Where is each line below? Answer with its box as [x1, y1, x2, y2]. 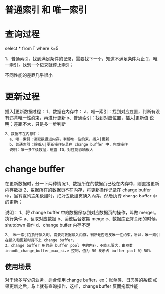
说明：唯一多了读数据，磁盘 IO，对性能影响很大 [9, 147, 94, 153]
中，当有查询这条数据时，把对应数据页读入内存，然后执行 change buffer [5, 193, 152, 198]
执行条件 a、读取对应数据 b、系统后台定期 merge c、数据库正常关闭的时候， [5, 216, 160, 222]
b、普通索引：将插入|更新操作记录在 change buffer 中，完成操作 [9, 142, 128, 147]
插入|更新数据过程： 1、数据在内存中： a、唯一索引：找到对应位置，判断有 [5, 109, 156, 115]
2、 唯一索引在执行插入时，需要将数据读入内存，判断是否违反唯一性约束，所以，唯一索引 [5, 232, 160, 237]
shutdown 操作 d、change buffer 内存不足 [5, 222, 91, 228]
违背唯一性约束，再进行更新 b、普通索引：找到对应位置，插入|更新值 [9, 115, 149, 121]
